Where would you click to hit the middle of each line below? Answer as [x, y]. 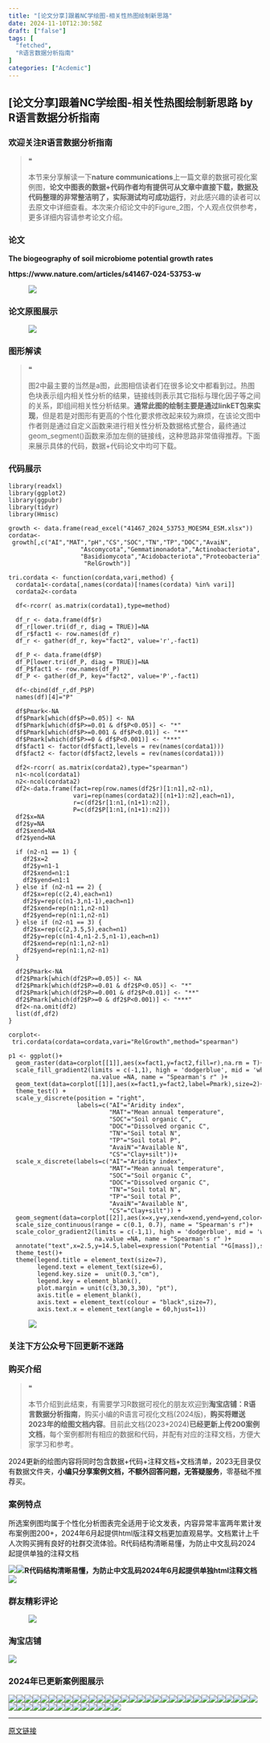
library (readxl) [35, 486]
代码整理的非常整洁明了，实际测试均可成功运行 [105, 197]
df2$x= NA [30, 817]
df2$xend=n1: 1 [46, 873]
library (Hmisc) [34, 514]
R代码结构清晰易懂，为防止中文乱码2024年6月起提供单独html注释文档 [141, 1571]
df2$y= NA [30, 824]
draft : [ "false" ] [37, 31]
